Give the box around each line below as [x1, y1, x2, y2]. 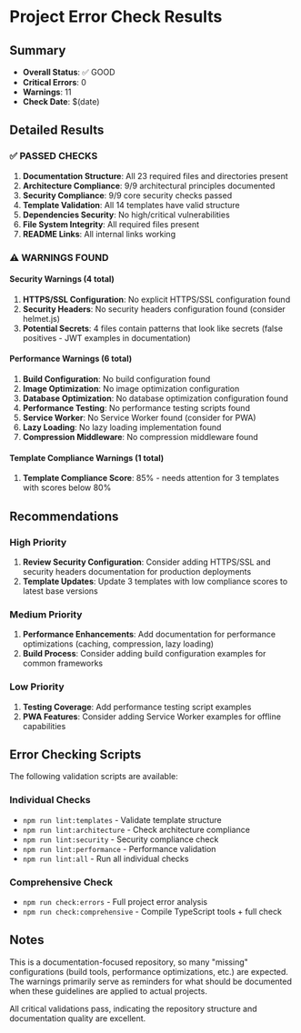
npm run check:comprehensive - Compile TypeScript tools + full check [22, 906, 282, 917]
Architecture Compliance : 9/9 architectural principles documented [22, 180, 276, 191]
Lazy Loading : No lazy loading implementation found [22, 422, 222, 433]
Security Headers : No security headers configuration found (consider [22, 303, 286, 315]
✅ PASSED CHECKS [9, 150, 98, 163]
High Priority [9, 536, 67, 548]
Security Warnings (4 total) [9, 274, 115, 285]
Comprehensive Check [9, 876, 114, 888]
